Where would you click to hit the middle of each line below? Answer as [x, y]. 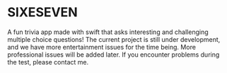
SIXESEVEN [42, 12]
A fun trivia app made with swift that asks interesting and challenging [108, 32]
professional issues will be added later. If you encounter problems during [113, 55]
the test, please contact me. [48, 62]
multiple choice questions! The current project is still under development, [114, 39]
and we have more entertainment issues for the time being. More [102, 47]
